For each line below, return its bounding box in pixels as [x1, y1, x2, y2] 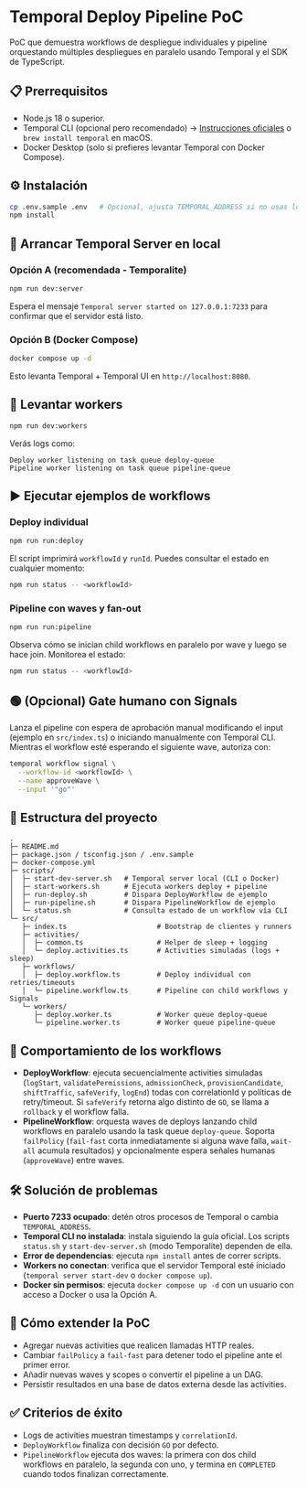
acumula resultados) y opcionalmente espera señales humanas [37, 1145, 276, 1156]
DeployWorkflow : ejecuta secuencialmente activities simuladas [22, 1067, 263, 1078]
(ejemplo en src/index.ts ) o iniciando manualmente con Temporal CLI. [9, 732, 276, 743]
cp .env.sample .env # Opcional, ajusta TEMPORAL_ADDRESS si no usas [9, 202, 288, 211]
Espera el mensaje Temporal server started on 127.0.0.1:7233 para [9, 300, 268, 312]
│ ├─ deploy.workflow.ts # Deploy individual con [21, 970, 251, 979]
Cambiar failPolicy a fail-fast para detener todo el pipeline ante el [22, 1349, 282, 1360]
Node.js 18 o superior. [22, 112, 105, 123]
